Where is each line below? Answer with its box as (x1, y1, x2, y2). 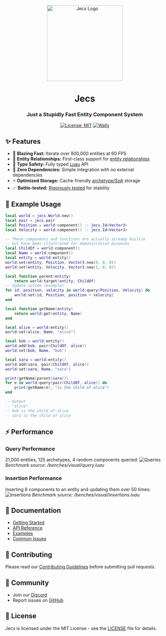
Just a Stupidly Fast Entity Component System (26, 111, 143, 118)
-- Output (5, 399, 26, 404)
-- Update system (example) (5, 283, 65, 288)
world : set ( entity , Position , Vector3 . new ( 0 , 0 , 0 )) (5, 260, 117, 265)
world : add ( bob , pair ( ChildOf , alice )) (5, 344, 87, 349)
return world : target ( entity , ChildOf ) (14, 278, 96, 283)
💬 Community (5, 578, 49, 587)
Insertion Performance (5, 475, 62, 482)
